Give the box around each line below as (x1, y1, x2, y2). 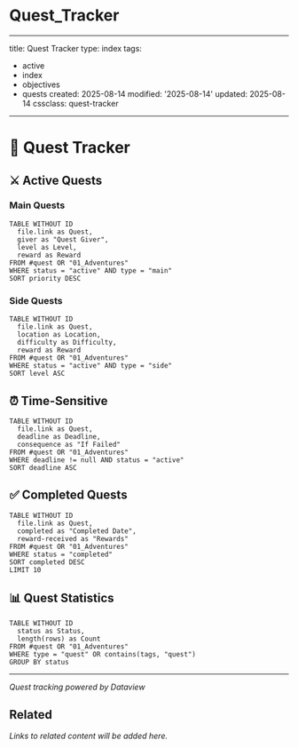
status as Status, (17, 626, 86, 635)
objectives (21, 79, 60, 90)
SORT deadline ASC (9, 463, 77, 472)
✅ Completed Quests (9, 488, 128, 503)
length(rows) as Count (17, 634, 101, 643)
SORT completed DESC (9, 557, 86, 567)
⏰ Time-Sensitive (9, 393, 108, 409)
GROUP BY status (9, 657, 69, 666)
